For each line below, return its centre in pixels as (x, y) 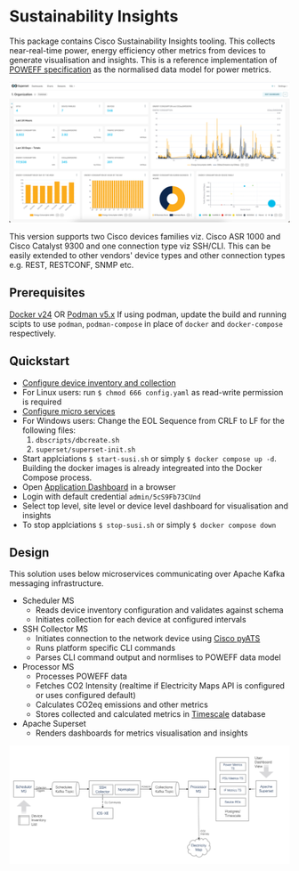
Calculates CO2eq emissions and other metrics (122, 704)
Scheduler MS (48, 601)
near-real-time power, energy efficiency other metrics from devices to (137, 50)
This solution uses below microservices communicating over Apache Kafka (147, 574)
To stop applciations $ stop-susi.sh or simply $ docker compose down (149, 525)
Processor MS (48, 667)
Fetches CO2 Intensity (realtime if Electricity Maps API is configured (160, 686)
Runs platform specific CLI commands (105, 648)
